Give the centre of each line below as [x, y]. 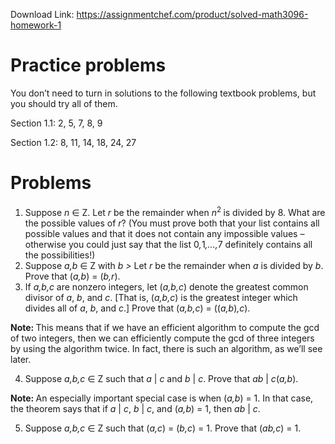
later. [21, 359]
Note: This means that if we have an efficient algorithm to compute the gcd [165, 327]
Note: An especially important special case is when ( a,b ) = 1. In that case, [162, 398]
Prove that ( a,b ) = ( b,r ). [72, 276]
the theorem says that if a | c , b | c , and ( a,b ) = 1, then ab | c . [135, 408]
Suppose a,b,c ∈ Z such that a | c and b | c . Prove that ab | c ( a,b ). [161, 378]
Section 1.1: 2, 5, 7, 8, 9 [56, 123]
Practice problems [88, 65]
